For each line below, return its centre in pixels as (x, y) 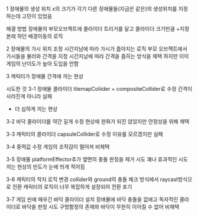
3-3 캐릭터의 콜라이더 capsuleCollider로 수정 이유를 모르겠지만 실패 (85, 134)
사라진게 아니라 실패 (29, 96)
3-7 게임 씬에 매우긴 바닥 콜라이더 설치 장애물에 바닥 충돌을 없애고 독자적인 (92, 199)
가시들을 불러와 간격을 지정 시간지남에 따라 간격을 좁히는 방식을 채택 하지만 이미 (98, 56)
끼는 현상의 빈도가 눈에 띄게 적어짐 (46, 167)
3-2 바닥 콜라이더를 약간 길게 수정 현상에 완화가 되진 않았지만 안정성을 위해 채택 (98, 121)
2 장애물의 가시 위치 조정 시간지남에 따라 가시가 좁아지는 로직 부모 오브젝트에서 (97, 49)
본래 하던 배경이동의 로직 (35, 36)
